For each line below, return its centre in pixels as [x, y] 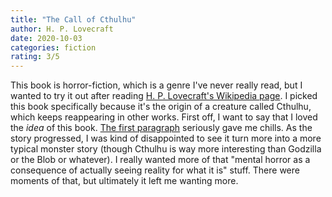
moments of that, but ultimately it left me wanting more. [124, 181]
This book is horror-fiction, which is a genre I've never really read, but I [156, 85]
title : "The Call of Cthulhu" [73, 19]
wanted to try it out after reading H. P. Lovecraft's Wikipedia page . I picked [164, 96]
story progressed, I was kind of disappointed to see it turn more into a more [166, 138]
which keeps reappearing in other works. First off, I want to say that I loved [164, 117]
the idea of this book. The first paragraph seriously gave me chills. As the [161, 128]
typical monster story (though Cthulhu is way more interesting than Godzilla [166, 149]
